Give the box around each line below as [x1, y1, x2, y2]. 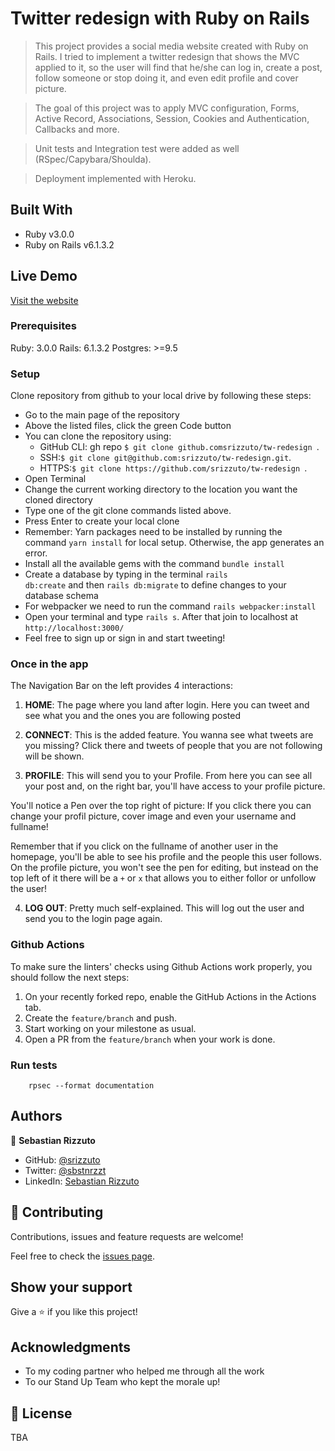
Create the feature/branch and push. [24, 1012, 178, 1024]
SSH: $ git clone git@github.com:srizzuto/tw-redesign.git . [39, 452, 292, 464]
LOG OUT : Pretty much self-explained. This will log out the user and [24, 902, 305, 914]
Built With [10, 202, 73, 219]
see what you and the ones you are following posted [24, 710, 241, 722]
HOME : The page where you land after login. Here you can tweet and [24, 699, 310, 711]
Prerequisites [10, 319, 77, 333]
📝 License [10, 1405, 73, 1422]
